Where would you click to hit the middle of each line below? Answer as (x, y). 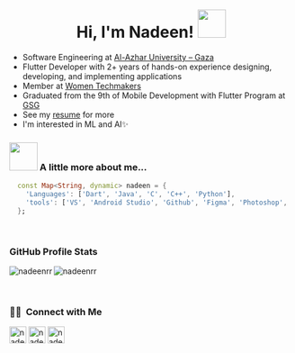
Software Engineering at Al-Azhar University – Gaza (118, 57)
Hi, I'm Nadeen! (135, 32)
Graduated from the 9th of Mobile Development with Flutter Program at (154, 95)
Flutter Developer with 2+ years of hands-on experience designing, (147, 67)
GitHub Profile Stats (54, 251)
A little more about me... (93, 167)
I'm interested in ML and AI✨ (75, 124)
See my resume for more (68, 114)
